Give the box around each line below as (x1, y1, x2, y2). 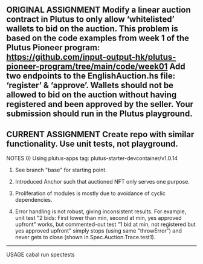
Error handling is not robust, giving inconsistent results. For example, (14, 208, 187, 215)
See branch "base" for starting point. (14, 166, 107, 174)
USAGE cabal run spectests (6, 251, 75, 259)
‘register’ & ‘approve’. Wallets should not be (6, 80, 174, 91)
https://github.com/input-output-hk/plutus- (6, 52, 176, 62)
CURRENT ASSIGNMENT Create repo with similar (6, 129, 195, 140)
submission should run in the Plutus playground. (6, 109, 193, 119)
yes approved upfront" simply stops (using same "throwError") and (14, 227, 182, 234)
